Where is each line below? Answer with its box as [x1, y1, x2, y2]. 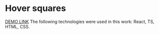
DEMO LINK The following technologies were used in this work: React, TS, [5, 19, 155, 24]
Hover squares [5, 3, 66, 14]
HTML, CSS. [5, 23, 30, 29]
